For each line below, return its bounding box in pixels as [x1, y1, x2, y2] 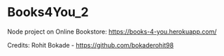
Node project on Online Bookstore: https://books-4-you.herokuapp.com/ [7, 27, 217, 36]
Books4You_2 [7, 4, 89, 20]
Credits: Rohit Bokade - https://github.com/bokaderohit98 [7, 41, 174, 49]
